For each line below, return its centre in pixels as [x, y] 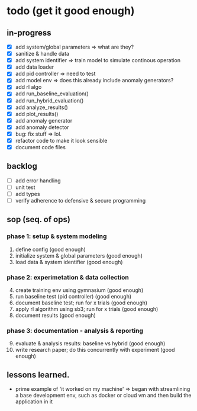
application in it [34, 402]
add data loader [35, 67]
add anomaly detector [42, 127]
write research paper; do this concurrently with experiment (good [95, 350]
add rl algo [28, 87]
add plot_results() [37, 114]
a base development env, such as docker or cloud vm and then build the [103, 396]
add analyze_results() [42, 107]
